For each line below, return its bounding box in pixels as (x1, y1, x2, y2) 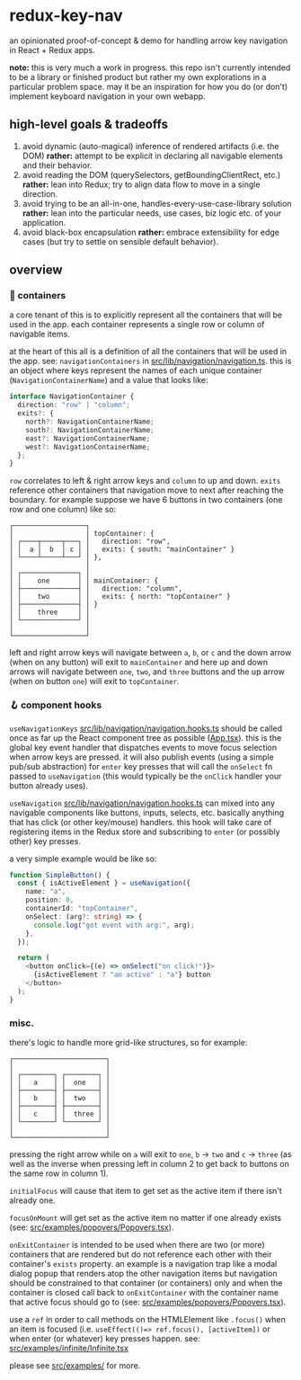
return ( (17, 954, 50, 963)
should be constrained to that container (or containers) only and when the (9, 1278, 283, 1288)
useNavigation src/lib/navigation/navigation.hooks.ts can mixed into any (9, 797, 276, 808)
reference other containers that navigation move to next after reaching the (9, 485, 284, 495)
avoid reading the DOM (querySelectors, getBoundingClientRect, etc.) (22, 169, 281, 180)
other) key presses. (9, 835, 81, 846)
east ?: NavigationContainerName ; (25, 433, 151, 443)
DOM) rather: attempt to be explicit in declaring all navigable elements (22, 150, 283, 161)
